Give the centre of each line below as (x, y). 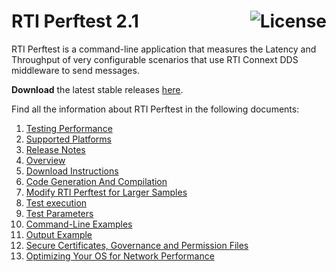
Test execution (56, 202)
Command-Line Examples (79, 224)
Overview (45, 160)
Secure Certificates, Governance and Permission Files (137, 245)
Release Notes (55, 149)
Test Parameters (59, 213)
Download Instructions (72, 171)
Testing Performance (69, 128)
